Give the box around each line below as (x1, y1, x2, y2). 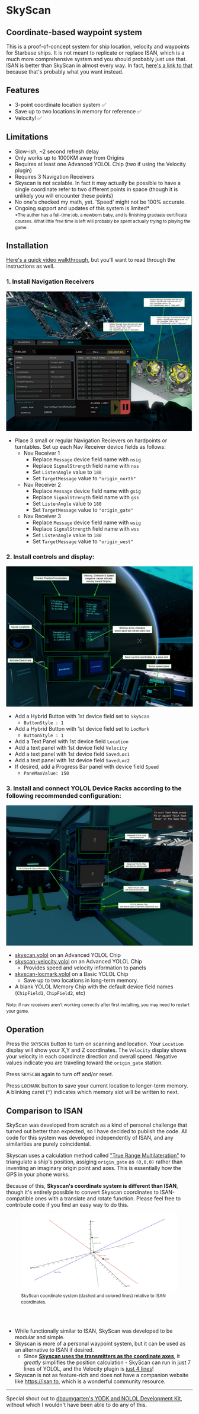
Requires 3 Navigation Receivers (14, 173, 95, 180)
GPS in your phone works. (6, 1171, 70, 1178)
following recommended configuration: (6, 791, 121, 800)
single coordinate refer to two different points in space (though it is (14, 185, 178, 193)
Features (6, 85, 40, 96)
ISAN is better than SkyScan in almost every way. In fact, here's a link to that (6, 62, 192, 69)
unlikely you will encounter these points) (14, 192, 114, 199)
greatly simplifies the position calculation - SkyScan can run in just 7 (23, 1359, 191, 1366)
